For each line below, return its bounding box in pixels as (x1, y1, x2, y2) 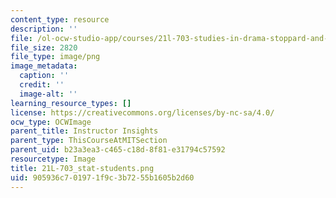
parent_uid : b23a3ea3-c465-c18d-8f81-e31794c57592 (10, 145, 226, 155)
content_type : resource (10, 14, 110, 25)
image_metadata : (10, 61, 78, 71)
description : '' (10, 24, 78, 34)
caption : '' (19, 71, 70, 81)
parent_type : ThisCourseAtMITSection (10, 136, 168, 146)
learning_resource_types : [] (10, 98, 132, 108)
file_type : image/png (10, 52, 101, 62)
